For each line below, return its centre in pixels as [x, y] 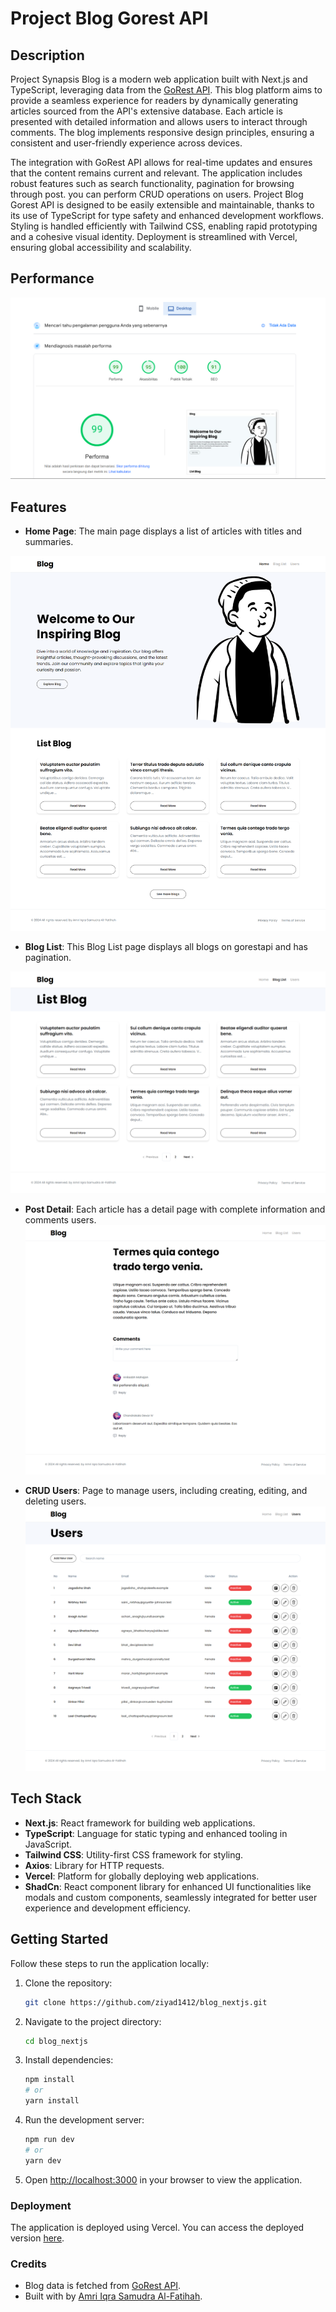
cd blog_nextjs [56, 2041]
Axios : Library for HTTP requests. [94, 1865]
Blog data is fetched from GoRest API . [103, 2286]
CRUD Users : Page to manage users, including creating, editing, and [166, 1491]
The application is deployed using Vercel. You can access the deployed [157, 2227]
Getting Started [59, 1939]
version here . [37, 2238]
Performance [52, 278]
